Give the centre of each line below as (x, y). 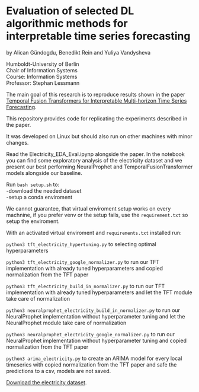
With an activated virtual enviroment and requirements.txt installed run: (94, 232)
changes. (17, 142)
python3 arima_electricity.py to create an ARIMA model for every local (94, 358)
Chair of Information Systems (42, 70)
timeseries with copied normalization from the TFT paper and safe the (92, 364)
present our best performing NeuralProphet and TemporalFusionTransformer (99, 167)
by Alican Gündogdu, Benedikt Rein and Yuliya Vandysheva (78, 52)
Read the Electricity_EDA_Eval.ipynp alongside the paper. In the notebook (95, 154)
